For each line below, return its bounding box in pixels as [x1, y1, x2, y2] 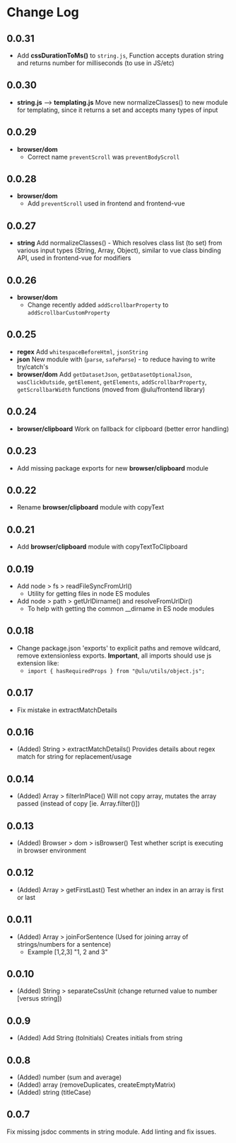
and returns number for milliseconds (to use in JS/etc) [16, 59, 175, 67]
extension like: [16, 658, 59, 667]
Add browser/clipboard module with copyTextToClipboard [16, 543, 188, 551]
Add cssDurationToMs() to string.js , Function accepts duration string [16, 51, 224, 60]
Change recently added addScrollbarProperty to [27, 300, 169, 309]
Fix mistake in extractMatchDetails [16, 706, 117, 714]
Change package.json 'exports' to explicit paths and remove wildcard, [16, 643, 220, 652]
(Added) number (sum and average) [16, 1073, 122, 1081]
